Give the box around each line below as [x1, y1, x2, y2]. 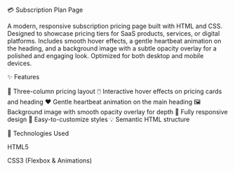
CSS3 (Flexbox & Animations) [7, 156, 93, 165]
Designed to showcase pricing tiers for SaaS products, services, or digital [7, 29, 220, 37]
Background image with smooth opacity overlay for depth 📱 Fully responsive [7, 108, 228, 116]
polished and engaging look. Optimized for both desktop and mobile [7, 52, 204, 60]
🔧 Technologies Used [7, 129, 69, 137]
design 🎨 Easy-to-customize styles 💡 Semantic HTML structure [7, 115, 190, 123]
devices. [7, 59, 32, 67]
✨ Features [7, 73, 40, 81]
